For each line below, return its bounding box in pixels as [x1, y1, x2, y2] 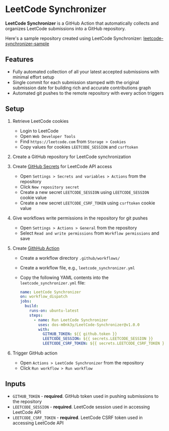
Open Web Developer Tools [20, 133, 76, 139]
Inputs [5, 380, 26, 388]
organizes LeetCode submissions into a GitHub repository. [5, 25, 126, 31]
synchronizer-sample [5, 40, 49, 46]
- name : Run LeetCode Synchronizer [33, 317, 108, 323]
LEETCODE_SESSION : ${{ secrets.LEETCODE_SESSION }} [42, 336, 153, 341]
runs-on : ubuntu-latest [29, 308, 79, 313]
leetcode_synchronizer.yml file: [20, 279, 86, 285]
